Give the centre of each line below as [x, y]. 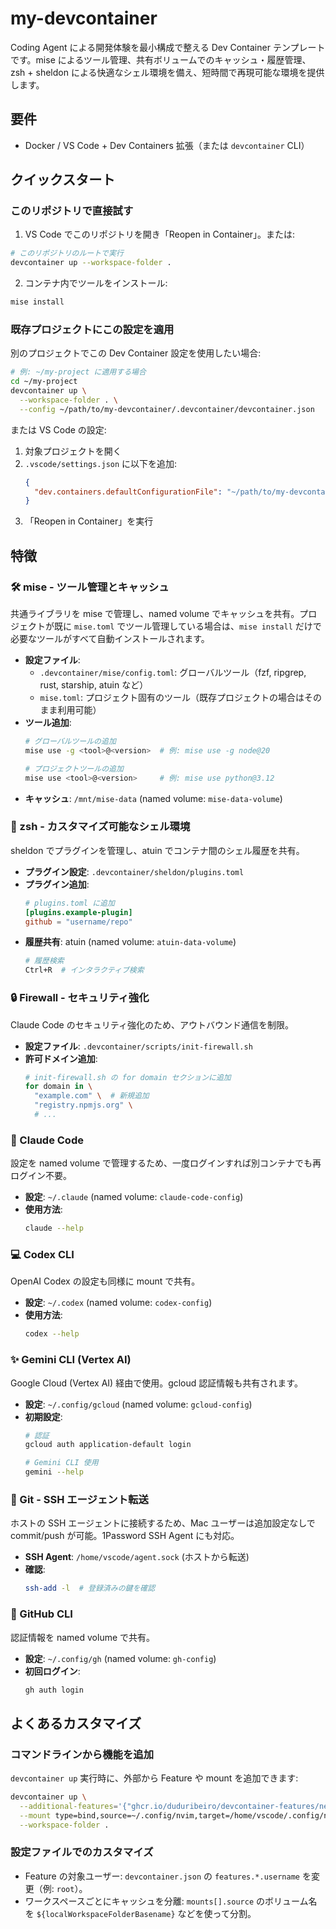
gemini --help [54, 1472]
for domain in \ [58, 1087]
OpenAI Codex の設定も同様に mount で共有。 [105, 1281]
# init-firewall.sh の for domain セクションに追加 [128, 1077]
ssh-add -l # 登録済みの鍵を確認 [90, 1588]
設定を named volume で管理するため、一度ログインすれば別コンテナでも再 [166, 1163]
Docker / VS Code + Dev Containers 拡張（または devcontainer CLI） [167, 145]
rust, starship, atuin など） [94, 685]
